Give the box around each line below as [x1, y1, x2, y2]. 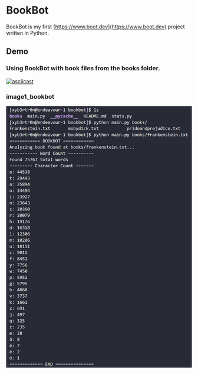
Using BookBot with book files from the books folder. [6, 64, 160, 73]
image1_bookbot [6, 92, 55, 100]
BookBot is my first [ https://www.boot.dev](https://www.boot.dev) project [6, 23, 185, 30]
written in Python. [6, 29, 49, 36]
